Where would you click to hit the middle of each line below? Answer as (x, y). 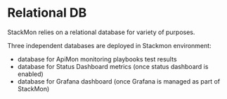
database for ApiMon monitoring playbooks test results (97, 59)
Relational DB (47, 13)
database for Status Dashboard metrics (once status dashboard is (113, 66)
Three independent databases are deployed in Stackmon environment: (110, 45)
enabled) (30, 74)
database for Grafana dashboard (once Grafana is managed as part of (119, 81)
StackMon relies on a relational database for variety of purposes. (101, 32)
